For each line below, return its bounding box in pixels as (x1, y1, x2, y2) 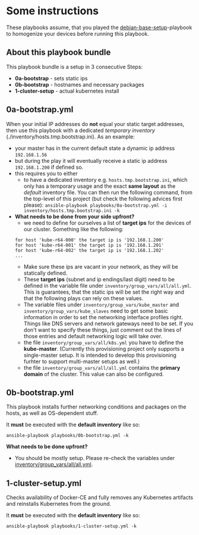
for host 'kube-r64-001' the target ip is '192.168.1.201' (14, 242, 165, 248)
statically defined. (23, 269, 68, 276)
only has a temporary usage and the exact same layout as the (23, 182, 176, 190)
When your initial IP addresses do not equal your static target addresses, (6, 120, 185, 127)
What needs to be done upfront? (6, 443, 88, 450)
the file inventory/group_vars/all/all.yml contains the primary (23, 364, 181, 371)
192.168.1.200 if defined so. (14, 163, 84, 171)
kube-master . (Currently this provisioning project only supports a (23, 345, 184, 352)
